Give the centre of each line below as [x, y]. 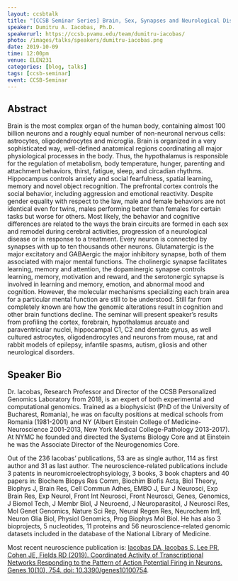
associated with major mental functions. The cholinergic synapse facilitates [117, 262]
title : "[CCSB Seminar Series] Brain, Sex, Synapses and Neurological [114, 21]
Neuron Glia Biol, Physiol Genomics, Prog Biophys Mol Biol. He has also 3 [114, 518]
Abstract [27, 108]
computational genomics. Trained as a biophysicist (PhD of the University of [118, 407]
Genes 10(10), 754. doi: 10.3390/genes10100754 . [78, 570]
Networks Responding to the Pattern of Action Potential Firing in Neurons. [115, 563]
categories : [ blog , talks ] [47, 67]
